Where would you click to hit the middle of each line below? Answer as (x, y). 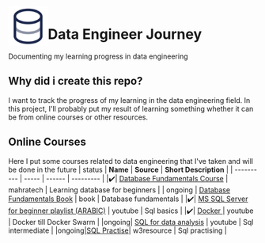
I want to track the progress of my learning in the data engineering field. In (129, 100)
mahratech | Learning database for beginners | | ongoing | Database (119, 190)
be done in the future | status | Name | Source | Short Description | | (121, 169)
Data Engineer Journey (125, 34)
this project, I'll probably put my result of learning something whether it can (131, 108)
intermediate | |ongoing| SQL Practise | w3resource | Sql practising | (117, 230)
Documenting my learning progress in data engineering (98, 56)
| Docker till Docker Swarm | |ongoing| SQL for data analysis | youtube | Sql (131, 222)
